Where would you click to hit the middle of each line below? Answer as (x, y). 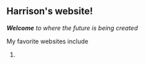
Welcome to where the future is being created (72, 28)
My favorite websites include (48, 41)
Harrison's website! (50, 11)
